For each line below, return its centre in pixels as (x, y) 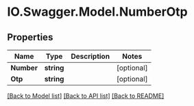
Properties (30, 37)
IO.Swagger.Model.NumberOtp (98, 12)
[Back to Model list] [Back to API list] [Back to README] (86, 96)
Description (90, 56)
